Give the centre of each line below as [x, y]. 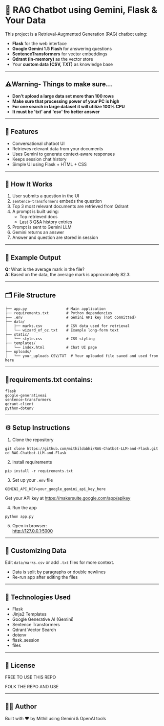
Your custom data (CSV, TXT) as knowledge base [62, 64]
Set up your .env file [32, 480]
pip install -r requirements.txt [39, 471]
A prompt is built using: [35, 211]
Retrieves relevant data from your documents [58, 148]
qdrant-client [20, 404]
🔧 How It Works [29, 184]
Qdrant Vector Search [34, 630]
